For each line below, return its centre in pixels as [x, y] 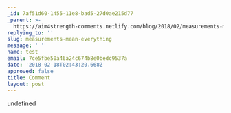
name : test [23, 52]
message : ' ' [26, 45]
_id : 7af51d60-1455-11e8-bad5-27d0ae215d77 [70, 13]
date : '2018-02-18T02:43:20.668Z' [57, 65]
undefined [22, 103]
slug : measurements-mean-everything [59, 39]
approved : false [30, 71]
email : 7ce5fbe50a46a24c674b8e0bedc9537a [67, 59]
